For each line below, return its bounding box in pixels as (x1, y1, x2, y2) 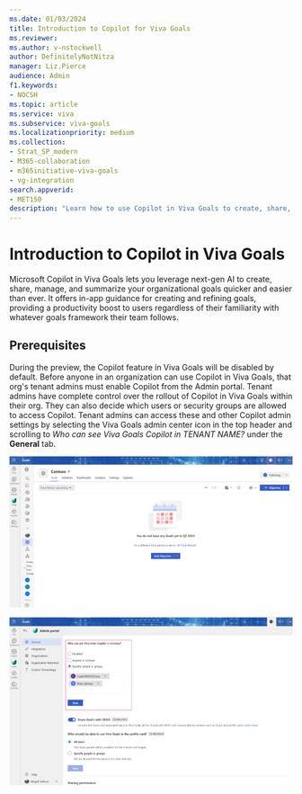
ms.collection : (9, 138, 67, 147)
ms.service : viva (9, 109, 75, 119)
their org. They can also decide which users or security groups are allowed (9, 400, 288, 411)
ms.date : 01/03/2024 (9, 14, 87, 23)
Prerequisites (9, 338, 86, 353)
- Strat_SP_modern (9, 147, 78, 156)
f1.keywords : (9, 81, 58, 90)
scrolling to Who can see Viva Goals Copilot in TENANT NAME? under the (9, 428, 283, 440)
